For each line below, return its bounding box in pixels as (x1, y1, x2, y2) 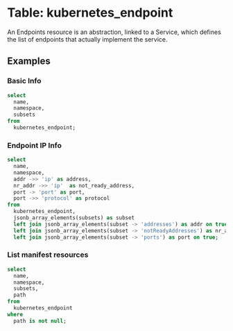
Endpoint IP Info (7, 140, 62, 150)
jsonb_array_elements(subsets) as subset (13, 214, 135, 221)
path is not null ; (13, 317, 67, 324)
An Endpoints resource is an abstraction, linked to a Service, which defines (7, 28, 222, 36)
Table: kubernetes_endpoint (7, 5, 173, 21)
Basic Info (7, 76, 42, 86)
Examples (7, 56, 51, 67)
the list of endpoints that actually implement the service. (7, 35, 168, 43)
